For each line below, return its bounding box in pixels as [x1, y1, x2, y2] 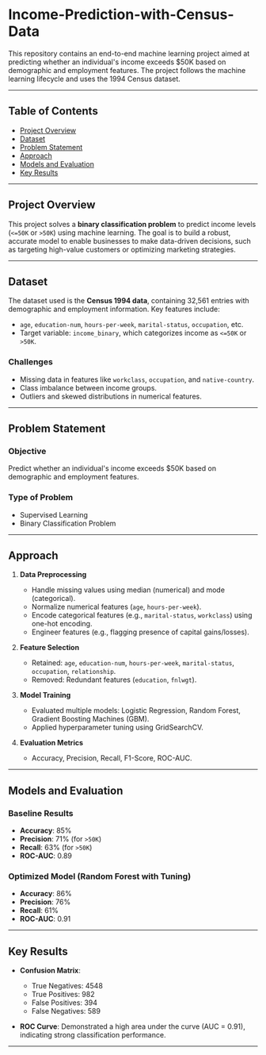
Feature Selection [19, 643, 80, 653]
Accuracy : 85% [19, 826, 72, 835]
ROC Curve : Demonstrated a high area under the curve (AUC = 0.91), [19, 1022, 245, 1031]
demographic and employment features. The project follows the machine [8, 65, 246, 75]
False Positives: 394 [31, 998, 97, 1007]
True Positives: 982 [31, 990, 95, 999]
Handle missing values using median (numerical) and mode [31, 585, 226, 595]
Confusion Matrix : [19, 966, 82, 976]
